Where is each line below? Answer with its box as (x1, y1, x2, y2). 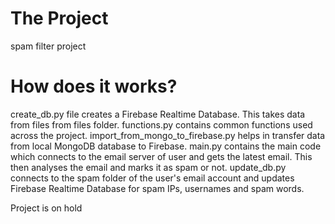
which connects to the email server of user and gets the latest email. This (10, 150, 313, 162)
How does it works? (10, 75, 178, 98)
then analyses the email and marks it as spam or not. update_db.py (10, 161, 287, 173)
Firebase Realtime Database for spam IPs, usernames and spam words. (10, 182, 305, 194)
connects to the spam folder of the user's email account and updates (10, 172, 295, 184)
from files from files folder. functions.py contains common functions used (10, 118, 313, 131)
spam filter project (10, 40, 87, 52)
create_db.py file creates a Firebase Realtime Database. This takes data (10, 108, 306, 120)
